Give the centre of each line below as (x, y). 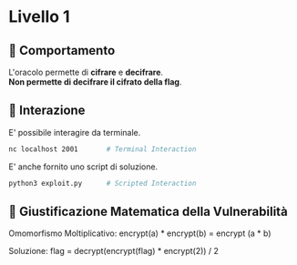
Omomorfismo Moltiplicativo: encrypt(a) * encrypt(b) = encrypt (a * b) (140, 233)
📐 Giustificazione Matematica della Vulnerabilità (148, 211)
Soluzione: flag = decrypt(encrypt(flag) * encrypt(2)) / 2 (114, 251)
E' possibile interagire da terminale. (75, 132)
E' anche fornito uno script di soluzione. (83, 167)
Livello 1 (39, 17)
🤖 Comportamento (62, 51)
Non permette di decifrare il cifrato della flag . (95, 82)
